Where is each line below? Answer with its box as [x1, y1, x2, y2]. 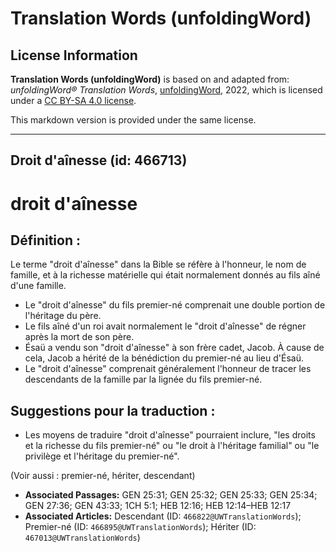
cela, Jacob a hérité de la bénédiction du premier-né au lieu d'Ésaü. [24, 352, 304, 364]
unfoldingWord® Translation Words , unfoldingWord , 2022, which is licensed [10, 84, 323, 96]
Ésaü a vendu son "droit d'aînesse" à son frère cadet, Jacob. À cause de [24, 342, 325, 354]
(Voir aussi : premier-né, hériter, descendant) [10, 470, 196, 482]
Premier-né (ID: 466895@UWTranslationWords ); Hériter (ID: [24, 521, 257, 533]
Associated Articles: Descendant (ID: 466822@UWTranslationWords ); [24, 510, 302, 522]
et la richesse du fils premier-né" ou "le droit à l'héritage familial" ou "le [24, 440, 320, 452]
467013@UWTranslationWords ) [24, 532, 141, 544]
